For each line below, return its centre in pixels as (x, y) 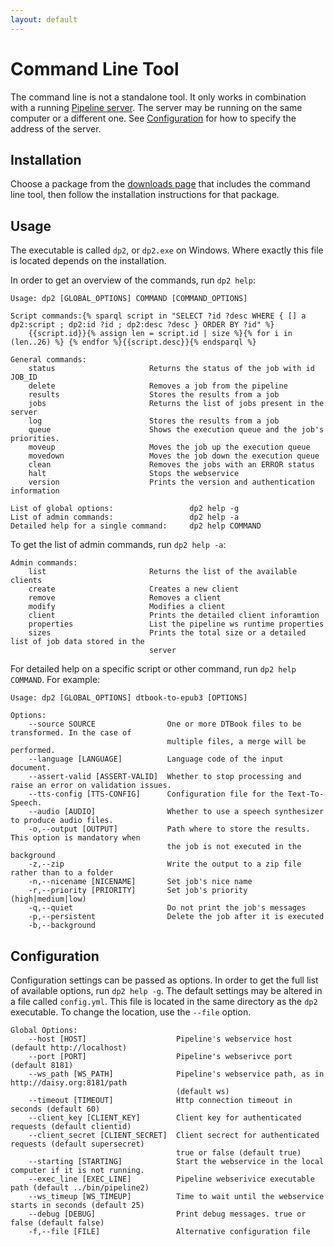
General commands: (48, 360)
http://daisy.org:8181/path (69, 1083)
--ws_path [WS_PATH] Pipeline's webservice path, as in (176, 1074)
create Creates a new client (134, 589)
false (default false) (57, 1223)
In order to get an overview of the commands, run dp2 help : (133, 280)
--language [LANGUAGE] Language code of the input (156, 759)
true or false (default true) (238, 1153)
